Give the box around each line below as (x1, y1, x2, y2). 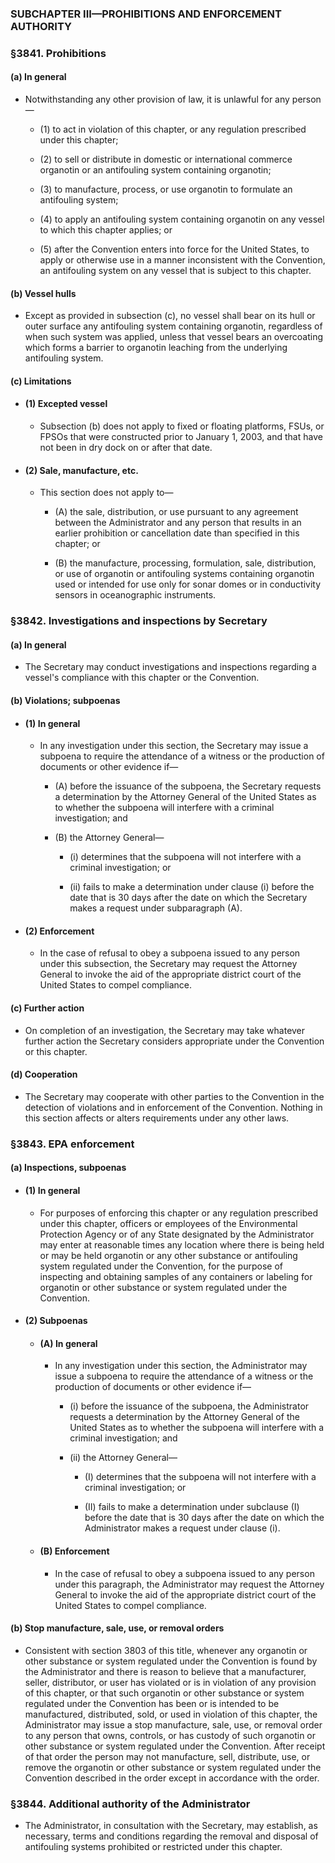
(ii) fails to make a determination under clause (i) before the (69, 881, 315, 893)
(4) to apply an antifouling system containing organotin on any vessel (39, 213, 325, 226)
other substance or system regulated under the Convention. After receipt (24, 1740, 326, 1752)
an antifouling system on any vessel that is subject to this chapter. (39, 265, 312, 277)
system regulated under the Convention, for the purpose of (39, 1260, 283, 1272)
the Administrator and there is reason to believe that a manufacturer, (24, 1665, 307, 1677)
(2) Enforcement (24, 925, 95, 937)
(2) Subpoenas (24, 1315, 88, 1327)
